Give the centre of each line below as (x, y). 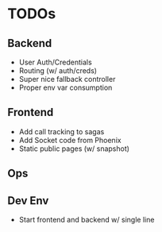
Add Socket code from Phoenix (70, 140)
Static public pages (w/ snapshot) (74, 149)
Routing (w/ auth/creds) (58, 71)
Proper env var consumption (66, 87)
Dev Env (28, 201)
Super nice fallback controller (67, 79)
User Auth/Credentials (55, 62)
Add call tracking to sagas (62, 131)
